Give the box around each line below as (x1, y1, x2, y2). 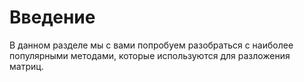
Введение (9, 6, 96, 29)
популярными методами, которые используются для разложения (9, 49, 291, 61)
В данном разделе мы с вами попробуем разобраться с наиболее (9, 39, 294, 51)
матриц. (9, 60, 44, 72)
